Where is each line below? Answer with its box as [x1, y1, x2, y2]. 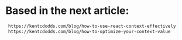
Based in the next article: [5, 4, 129, 17]
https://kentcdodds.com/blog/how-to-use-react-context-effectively [8, 23, 176, 29]
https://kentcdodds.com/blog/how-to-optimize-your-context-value [8, 28, 171, 34]
